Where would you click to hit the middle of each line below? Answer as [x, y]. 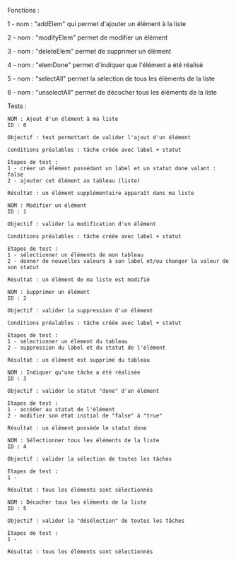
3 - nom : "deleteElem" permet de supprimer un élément [89, 51]
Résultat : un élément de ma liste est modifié [79, 280]
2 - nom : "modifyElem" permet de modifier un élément [88, 37]
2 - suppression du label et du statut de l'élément [87, 348]
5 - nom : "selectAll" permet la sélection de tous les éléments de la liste [111, 78]
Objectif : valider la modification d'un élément [82, 224]
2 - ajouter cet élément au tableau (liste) [74, 181]
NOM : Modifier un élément [47, 206]
